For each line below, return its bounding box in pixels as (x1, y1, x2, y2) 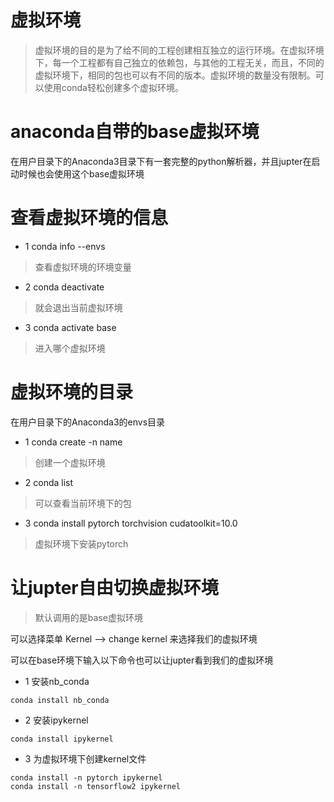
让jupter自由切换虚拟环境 (10, 576, 219, 599)
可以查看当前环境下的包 (34, 497, 132, 509)
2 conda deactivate (24, 281, 105, 293)
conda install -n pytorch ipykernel (10, 772, 163, 783)
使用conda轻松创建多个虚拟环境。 (43, 81, 184, 93)
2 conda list (24, 476, 74, 488)
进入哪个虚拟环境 (34, 342, 106, 354)
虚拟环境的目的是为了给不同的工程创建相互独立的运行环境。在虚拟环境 (34, 44, 325, 56)
